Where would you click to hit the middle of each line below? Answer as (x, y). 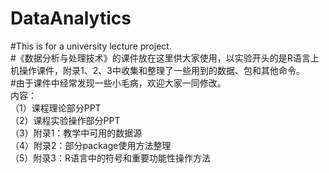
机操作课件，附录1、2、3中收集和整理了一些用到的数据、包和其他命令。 (157, 70)
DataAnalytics (71, 18)
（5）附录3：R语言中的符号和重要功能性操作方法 (110, 158)
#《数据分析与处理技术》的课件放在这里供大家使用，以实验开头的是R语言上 (165, 58)
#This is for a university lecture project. (91, 46)
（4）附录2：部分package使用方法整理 (91, 145)
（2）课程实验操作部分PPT (65, 120)
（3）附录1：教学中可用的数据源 (76, 133)
